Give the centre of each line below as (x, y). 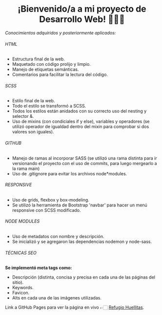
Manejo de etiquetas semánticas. (45, 70)
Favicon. (21, 293)
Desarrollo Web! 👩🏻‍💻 (82, 19)
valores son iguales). (33, 132)
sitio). (18, 282)
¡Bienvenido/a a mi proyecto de (82, 9)
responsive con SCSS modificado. (47, 210)
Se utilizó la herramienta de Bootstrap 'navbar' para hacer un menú (80, 205)
